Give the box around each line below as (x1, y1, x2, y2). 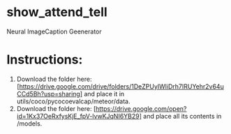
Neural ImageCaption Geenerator (6, 27, 102, 36)
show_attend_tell (6, 4, 107, 20)
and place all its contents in (143, 112, 222, 120)
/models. (16, 119, 43, 128)
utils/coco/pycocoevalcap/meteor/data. (16, 97, 131, 105)
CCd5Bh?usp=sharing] (16, 89, 83, 98)
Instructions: (6, 52, 83, 68)
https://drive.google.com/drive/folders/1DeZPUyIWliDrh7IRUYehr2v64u (19, 82, 224, 91)
